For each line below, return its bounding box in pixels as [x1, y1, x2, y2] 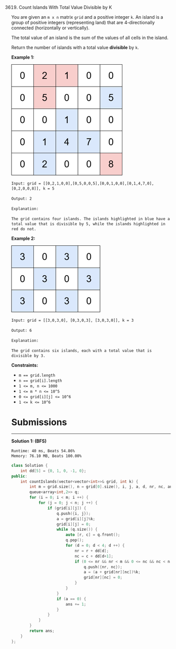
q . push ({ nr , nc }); [83, 564, 122, 570]
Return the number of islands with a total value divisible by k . [11, 45, 139, 50]
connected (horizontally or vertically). [11, 25, 90, 31]
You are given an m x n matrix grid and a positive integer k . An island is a [11, 14, 163, 20]
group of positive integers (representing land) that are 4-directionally [11, 20, 155, 25]
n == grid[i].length [18, 378, 62, 383]
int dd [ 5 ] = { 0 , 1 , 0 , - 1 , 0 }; [20, 468, 86, 473]
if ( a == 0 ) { [56, 596, 86, 601]
